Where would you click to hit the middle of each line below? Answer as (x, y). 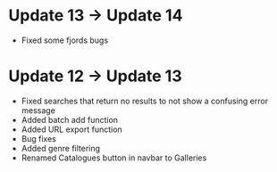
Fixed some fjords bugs (65, 40)
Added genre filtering (60, 148)
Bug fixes (39, 138)
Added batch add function (69, 119)
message (38, 110)
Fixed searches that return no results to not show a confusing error (145, 101)
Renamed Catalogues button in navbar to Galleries (114, 158)
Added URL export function (71, 129)
